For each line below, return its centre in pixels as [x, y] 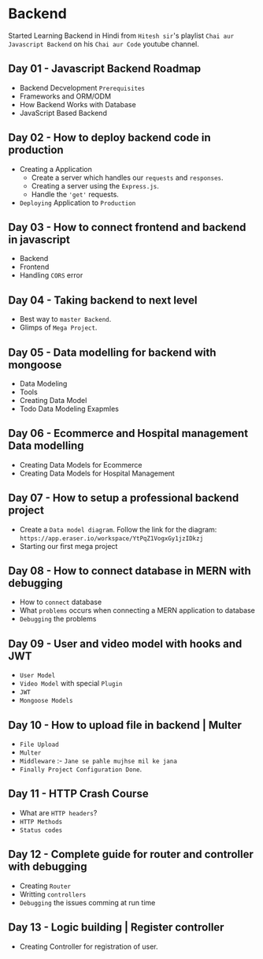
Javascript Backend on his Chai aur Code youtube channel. [104, 43]
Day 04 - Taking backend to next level [103, 300]
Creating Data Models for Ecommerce [81, 465]
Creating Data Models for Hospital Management [97, 473]
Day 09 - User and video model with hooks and [125, 644]
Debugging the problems [58, 619]
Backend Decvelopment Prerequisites [82, 88]
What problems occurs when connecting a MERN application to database [137, 610]
